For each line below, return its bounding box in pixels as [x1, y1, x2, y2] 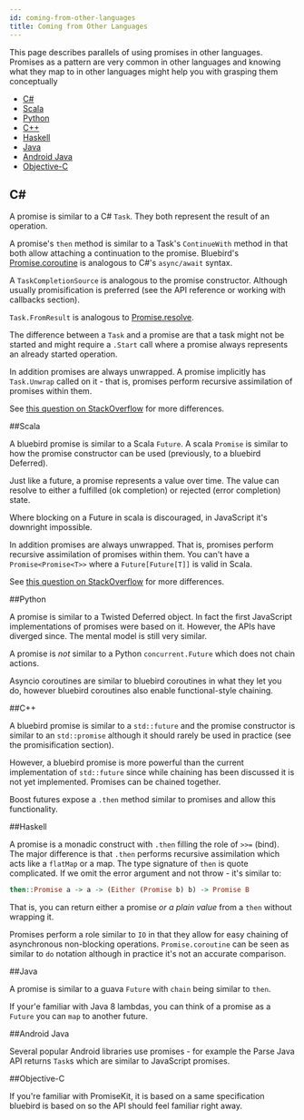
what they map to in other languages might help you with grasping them [9, 65, 279, 77]
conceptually [9, 75, 58, 86]
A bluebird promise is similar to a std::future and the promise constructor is [9, 721, 296, 732]
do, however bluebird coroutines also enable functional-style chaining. [9, 685, 274, 696]
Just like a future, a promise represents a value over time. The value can [9, 476, 279, 486]
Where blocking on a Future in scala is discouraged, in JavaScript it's [9, 512, 268, 523]
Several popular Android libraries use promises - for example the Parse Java [9, 1046, 295, 1057]
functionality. [9, 804, 59, 815]
